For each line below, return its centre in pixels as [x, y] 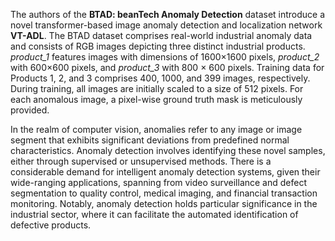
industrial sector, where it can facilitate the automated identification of [154, 214]
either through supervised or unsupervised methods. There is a [141, 161]
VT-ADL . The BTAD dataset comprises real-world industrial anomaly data [161, 35]
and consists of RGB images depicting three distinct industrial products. [158, 46]
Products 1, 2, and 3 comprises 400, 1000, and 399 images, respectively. [160, 78]
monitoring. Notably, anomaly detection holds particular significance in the [164, 203]
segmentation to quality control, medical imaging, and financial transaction [164, 193]
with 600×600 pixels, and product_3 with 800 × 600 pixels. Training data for [167, 67]
